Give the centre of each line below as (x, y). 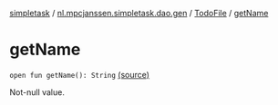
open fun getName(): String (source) (80, 74)
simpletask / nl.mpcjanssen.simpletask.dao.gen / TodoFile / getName (139, 13)
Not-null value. (37, 92)
